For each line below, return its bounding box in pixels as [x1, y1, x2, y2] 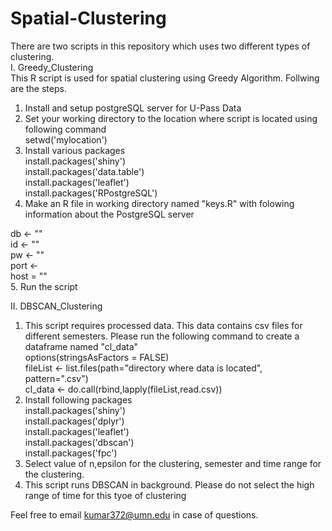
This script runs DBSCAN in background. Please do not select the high [24, 478, 315, 491]
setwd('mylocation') [24, 133, 108, 146]
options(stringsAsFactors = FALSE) [24, 351, 170, 363]
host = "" [10, 270, 48, 282]
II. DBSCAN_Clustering [10, 300, 103, 312]
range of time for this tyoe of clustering [24, 489, 187, 501]
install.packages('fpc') [24, 447, 118, 459]
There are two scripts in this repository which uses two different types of [10, 40, 311, 52]
